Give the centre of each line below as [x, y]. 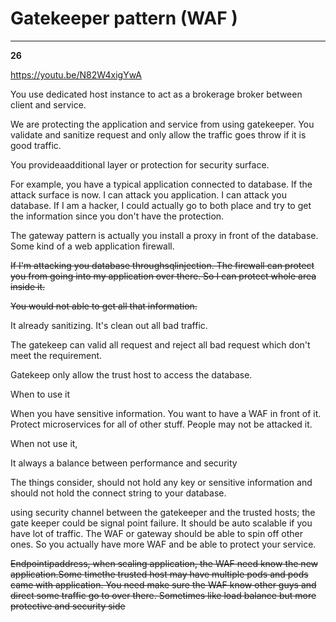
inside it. [28, 286]
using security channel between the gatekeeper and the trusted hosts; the [163, 512]
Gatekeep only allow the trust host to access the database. [131, 374]
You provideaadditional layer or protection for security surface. [140, 164]
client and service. [48, 104]
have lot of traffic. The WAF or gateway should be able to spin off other [156, 533]
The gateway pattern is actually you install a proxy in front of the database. [164, 235]
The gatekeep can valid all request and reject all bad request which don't [160, 344]
